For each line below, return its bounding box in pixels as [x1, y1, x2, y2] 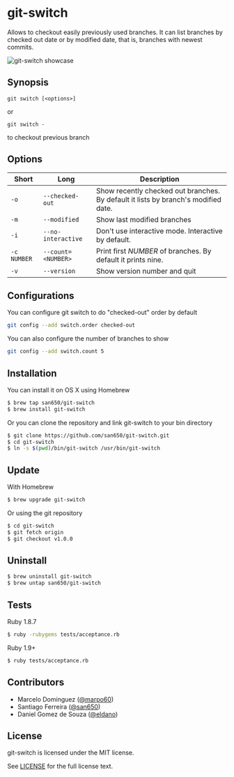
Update [7, 464, 40, 476]
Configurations [7, 290, 75, 302]
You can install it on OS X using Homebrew [7, 385, 130, 394]
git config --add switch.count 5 [7, 348, 104, 355]
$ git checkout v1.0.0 [7, 535, 73, 542]
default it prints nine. [96, 255, 164, 265]
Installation [7, 367, 57, 379]
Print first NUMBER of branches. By [96, 246, 212, 256]
